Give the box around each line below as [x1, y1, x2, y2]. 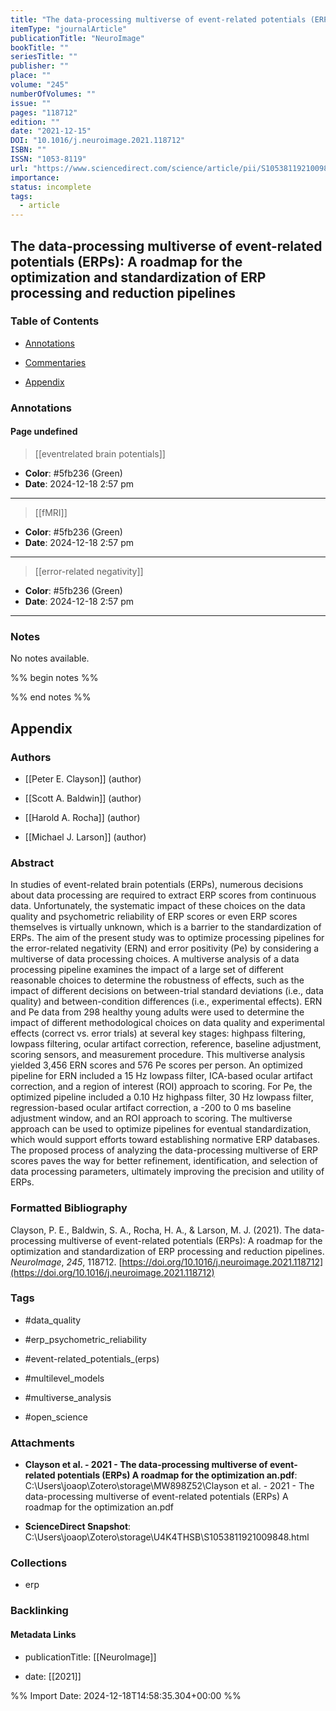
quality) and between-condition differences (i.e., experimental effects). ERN [10, 996, 323, 1008]
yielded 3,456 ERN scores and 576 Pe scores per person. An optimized [10, 1059, 303, 1071]
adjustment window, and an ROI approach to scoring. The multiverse [10, 1112, 293, 1125]
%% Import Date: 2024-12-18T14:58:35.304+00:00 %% [10, 1689, 242, 1701]
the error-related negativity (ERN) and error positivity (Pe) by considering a [10, 942, 320, 955]
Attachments [10, 1436, 75, 1450]
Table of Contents [10, 314, 100, 328]
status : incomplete [10, 182, 92, 192]
